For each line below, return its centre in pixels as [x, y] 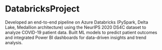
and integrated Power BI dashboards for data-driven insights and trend [76, 37]
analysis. [14, 42]
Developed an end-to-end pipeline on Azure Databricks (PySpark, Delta [77, 22]
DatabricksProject [42, 9]
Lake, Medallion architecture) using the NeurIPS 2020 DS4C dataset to [76, 27]
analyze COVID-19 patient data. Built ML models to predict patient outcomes [81, 32]
